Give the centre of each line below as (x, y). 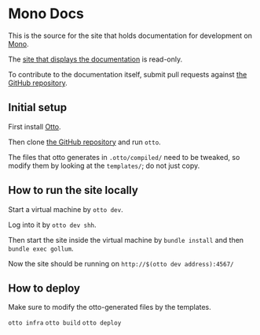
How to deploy (44, 288)
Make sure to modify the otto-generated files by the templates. (110, 307)
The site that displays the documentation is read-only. (95, 59)
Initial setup (38, 108)
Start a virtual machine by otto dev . (66, 209)
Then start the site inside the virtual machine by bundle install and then (126, 240)
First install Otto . (35, 126)
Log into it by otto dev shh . (52, 225)
